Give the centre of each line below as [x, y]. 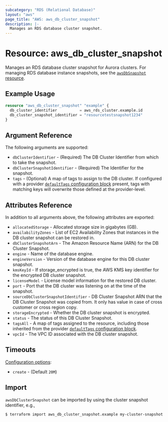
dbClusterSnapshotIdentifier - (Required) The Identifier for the [78, 168]
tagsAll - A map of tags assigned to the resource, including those [81, 323]
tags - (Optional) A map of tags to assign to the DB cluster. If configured [87, 179]
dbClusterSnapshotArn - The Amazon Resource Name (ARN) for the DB [86, 243]
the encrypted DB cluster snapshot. [49, 275]
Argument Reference [39, 135]
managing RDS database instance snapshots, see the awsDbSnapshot [76, 73]
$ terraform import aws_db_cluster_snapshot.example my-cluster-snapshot [84, 414]
